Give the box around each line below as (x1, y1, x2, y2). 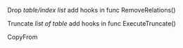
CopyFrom (7, 33, 38, 41)
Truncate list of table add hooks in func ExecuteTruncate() (7, 19, 176, 27)
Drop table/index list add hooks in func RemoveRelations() (7, 6, 176, 14)
